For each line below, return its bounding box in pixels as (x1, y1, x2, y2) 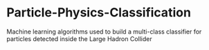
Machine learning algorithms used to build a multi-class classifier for (6, 27, 202, 36)
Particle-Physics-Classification (6, 5, 192, 21)
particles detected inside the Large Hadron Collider (6, 34, 153, 42)
